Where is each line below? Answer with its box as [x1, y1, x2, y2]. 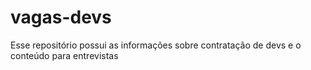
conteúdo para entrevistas [10, 49, 119, 61]
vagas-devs [10, 6, 112, 29]
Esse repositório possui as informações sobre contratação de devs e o [10, 39, 302, 51]
